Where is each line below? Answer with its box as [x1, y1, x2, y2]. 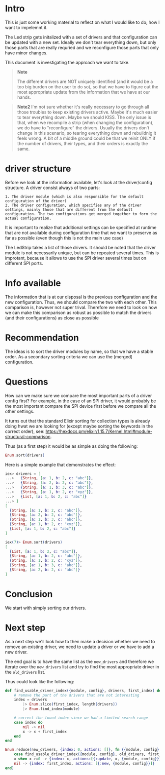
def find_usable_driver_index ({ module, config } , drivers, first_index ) [5, 688, 155, 693]
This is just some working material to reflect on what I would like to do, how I [5, 19, 160, 25]
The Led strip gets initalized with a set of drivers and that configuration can [5, 34, 158, 40]
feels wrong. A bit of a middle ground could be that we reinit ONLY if [17, 135, 156, 141]
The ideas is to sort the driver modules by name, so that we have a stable [5, 349, 154, 354]
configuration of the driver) [5, 198, 67, 203]
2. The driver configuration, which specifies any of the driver [5, 203, 141, 208]
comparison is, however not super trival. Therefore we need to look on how [5, 304, 157, 310]
